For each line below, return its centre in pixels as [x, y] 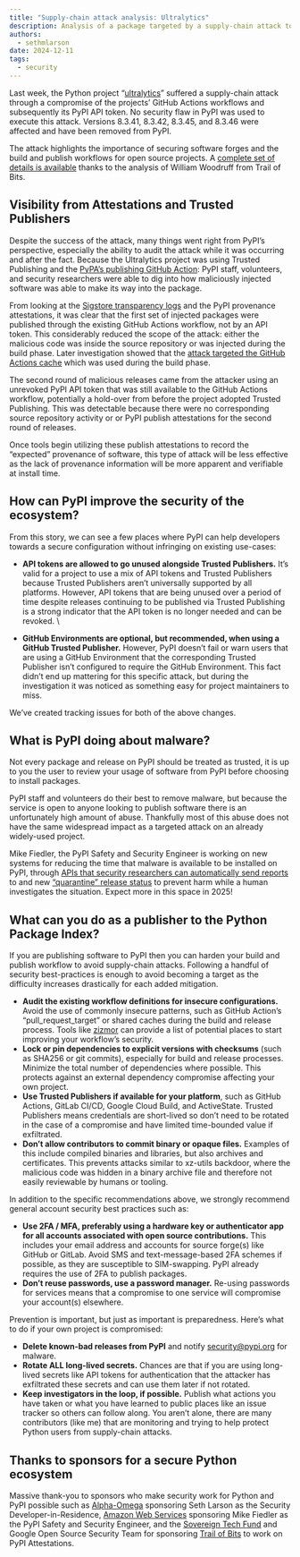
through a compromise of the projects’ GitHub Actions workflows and [137, 102]
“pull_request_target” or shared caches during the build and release [147, 1020]
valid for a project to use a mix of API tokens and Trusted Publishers [147, 573]
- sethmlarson [43, 43]
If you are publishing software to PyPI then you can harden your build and [145, 956]
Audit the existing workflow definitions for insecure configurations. [150, 1001]
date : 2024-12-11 [42, 51]
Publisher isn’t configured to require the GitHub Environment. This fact [151, 667]
